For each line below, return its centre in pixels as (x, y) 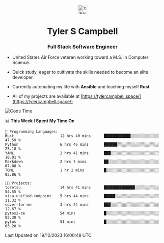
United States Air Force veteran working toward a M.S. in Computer (80, 57)
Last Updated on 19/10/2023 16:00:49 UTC (48, 235)
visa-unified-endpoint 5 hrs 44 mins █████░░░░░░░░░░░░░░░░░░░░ (82, 196)
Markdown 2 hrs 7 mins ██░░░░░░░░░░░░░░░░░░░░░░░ (82, 162)
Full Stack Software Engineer (82, 47)
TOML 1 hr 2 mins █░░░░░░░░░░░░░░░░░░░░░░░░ (82, 170)
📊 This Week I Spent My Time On (40, 121)
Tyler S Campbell (82, 31)
